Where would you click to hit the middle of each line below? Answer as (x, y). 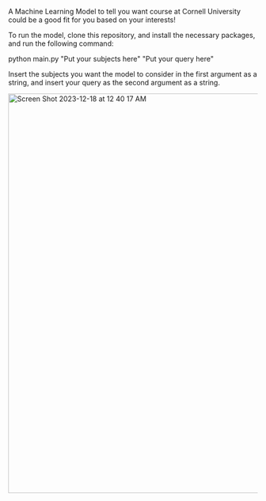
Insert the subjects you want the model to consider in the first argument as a (133, 74)
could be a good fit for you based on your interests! (92, 20)
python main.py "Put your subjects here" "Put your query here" (111, 59)
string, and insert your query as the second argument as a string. (114, 83)
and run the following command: (61, 43)
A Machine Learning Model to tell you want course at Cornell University (125, 11)
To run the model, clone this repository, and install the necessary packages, (132, 35)
